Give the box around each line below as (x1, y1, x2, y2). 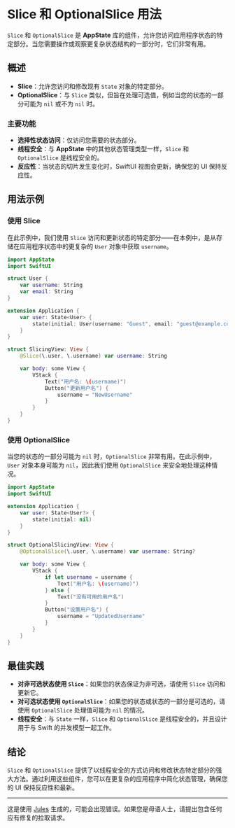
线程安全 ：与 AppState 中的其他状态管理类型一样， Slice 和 (17, 145, 190, 153)
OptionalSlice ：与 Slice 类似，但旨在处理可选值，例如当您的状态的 (17, 90, 212, 99)
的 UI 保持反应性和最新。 (7, 783, 79, 792)
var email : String (20, 288, 73, 295)
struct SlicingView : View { (7, 346, 90, 353)
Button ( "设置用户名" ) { (44, 606, 109, 613)
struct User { (7, 275, 49, 282)
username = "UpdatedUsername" (57, 613, 145, 620)
